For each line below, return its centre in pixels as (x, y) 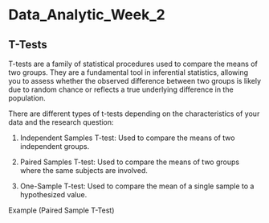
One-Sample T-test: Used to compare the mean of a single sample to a (137, 186)
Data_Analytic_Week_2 (87, 15)
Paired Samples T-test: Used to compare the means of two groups (129, 162)
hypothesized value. (53, 194)
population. (27, 98)
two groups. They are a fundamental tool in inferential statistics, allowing (128, 72)
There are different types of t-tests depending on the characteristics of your (134, 114)
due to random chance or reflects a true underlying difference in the (121, 89)
